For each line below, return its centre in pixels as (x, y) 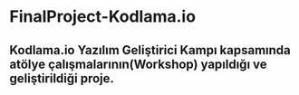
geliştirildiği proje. (62, 78)
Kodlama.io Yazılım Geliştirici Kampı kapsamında (150, 50)
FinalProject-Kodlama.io (103, 17)
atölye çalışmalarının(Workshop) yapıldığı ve (138, 64)
